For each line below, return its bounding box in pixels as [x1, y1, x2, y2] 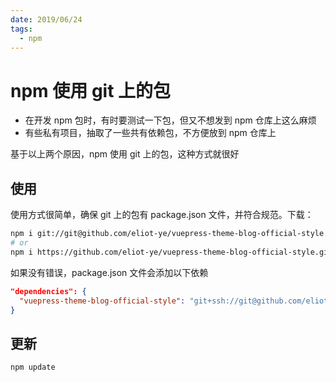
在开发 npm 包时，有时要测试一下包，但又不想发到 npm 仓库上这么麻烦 [24, 114, 317, 126]
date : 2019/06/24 [10, 14, 83, 25]
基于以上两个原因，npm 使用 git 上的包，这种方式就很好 [10, 148, 240, 160]
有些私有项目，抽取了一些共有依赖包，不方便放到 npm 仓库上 [24, 127, 277, 139]
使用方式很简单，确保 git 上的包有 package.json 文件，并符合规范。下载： [10, 209, 314, 221]
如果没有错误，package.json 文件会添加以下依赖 [10, 266, 209, 278]
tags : [10, 24, 33, 34]
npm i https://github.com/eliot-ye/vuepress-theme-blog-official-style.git [10, 247, 333, 257]
